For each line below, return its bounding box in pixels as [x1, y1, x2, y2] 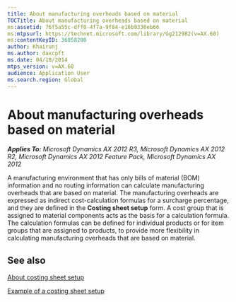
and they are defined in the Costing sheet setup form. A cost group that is [7, 204, 224, 212]
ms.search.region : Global [7, 76, 83, 83]
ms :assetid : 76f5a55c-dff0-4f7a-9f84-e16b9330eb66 [7, 23, 160, 30]
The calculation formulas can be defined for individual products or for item [7, 219, 224, 227]
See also [7, 254, 46, 266]
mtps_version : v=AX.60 [7, 63, 74, 70]
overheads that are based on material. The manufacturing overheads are [7, 189, 219, 197]
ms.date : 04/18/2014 [7, 57, 69, 64]
